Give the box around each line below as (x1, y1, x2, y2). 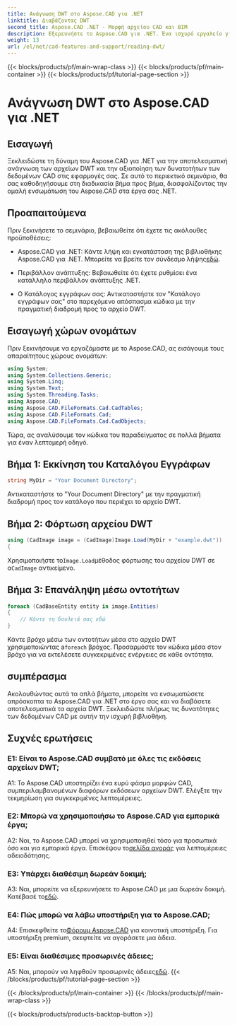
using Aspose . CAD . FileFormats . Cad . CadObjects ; (7, 418, 147, 425)
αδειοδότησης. (7, 851, 51, 860)
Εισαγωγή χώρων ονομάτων (7, 325, 138, 337)
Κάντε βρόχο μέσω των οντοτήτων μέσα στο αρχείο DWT (7, 635, 176, 644)
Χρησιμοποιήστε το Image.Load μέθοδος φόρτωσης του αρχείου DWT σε (7, 556, 215, 564)
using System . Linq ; (7, 378, 65, 385)
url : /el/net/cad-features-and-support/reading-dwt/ (7, 43, 166, 50)
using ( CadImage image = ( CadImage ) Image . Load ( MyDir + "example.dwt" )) (7, 537, 222, 544)
